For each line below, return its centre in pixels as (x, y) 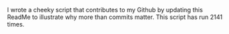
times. (16, 24)
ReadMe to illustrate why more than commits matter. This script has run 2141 (115, 17)
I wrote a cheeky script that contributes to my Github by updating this (105, 10)
